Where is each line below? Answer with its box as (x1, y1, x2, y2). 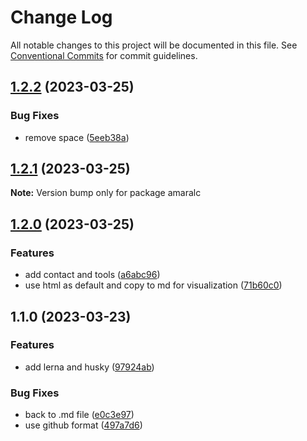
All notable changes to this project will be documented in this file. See (10, 39, 298, 51)
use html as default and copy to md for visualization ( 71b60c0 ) (24, 279, 283, 291)
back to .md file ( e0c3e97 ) (24, 409, 135, 421)
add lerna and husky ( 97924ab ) (24, 361, 155, 373)
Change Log (10, 6, 113, 29)
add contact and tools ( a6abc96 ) (24, 269, 161, 281)
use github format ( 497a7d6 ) (24, 419, 143, 431)
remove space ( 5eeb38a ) (24, 131, 130, 143)
